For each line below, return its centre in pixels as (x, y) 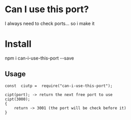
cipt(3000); (17, 99)
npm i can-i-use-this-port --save (39, 58)
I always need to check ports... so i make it (50, 23)
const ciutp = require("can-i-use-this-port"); (59, 86)
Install (18, 44)
